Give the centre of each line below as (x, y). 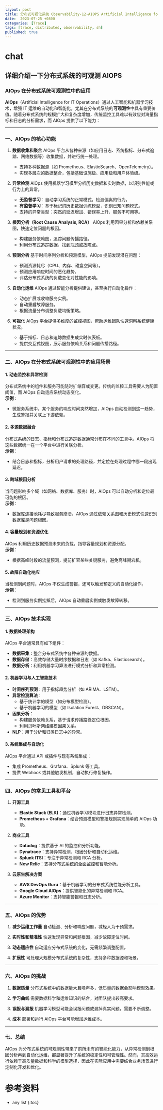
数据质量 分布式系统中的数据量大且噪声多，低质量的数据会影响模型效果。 (85, 988)
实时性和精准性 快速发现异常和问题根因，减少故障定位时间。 (72, 937)
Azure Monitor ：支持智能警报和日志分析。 (62, 896)
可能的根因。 (18, 497)
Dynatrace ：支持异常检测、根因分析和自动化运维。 (71, 852)
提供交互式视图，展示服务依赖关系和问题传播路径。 (70, 344)
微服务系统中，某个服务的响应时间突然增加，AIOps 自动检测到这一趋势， (85, 409)
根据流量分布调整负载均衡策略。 (51, 311)
